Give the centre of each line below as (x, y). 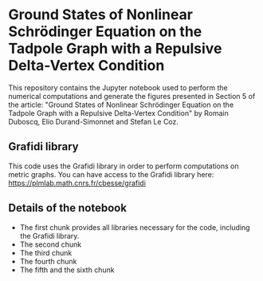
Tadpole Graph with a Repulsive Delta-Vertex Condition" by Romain (119, 113)
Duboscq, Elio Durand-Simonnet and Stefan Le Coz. (94, 121)
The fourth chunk (48, 261)
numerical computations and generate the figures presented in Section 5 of (132, 96)
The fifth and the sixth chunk (67, 270)
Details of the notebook (68, 208)
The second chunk (51, 244)
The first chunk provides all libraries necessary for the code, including (135, 227)
